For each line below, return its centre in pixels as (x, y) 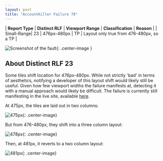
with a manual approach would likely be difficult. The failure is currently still (81, 91)
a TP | (11, 39)
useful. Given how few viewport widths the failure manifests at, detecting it (81, 86)
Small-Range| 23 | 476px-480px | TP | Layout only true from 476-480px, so (82, 33)
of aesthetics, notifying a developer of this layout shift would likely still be (79, 80)
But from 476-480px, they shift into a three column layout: (64, 125)
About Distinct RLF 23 (39, 64)
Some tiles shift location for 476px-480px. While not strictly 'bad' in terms (80, 75)
